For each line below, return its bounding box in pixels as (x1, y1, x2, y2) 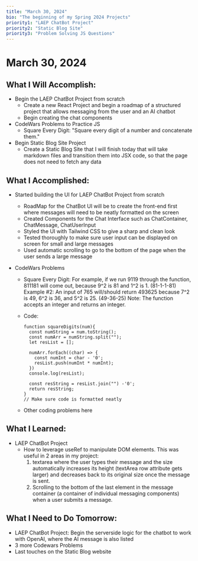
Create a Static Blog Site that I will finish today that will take (23, 146, 168, 153)
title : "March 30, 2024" (6, 8, 67, 15)
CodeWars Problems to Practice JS (14, 121, 100, 128)
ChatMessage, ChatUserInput (23, 221, 96, 228)
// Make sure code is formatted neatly (23, 396, 122, 402)
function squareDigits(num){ (23, 324, 96, 330)
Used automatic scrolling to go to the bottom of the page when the (23, 246, 186, 253)
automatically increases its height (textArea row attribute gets (32, 465, 183, 472)
